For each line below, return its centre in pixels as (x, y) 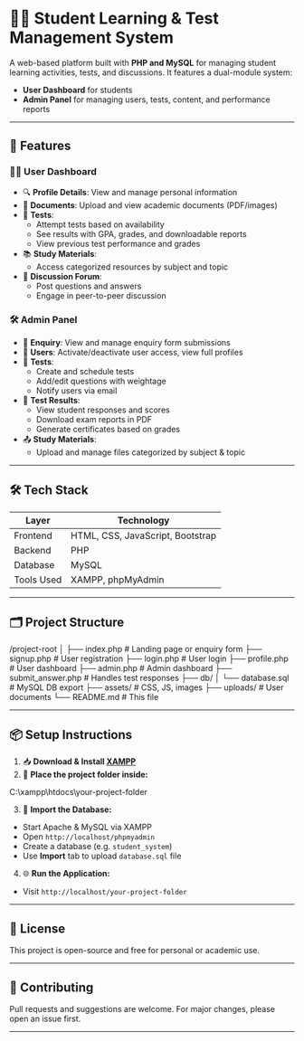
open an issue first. (45, 1018)
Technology (143, 520)
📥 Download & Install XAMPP (79, 762)
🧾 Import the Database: (67, 809)
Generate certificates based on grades (108, 429)
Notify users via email (76, 390)
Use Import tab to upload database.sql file (102, 856)
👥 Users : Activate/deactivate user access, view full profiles (133, 352)
